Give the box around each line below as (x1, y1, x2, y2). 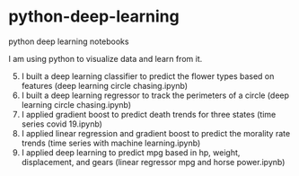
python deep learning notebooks (8, 36, 129, 47)
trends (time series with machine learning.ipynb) (21, 137, 201, 148)
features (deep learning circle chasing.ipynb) (21, 80, 189, 91)
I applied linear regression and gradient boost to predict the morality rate (21, 128, 291, 138)
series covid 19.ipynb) (21, 119, 102, 129)
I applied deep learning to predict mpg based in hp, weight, (21, 146, 241, 158)
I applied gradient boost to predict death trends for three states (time (21, 109, 277, 119)
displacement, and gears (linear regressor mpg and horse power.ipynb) (21, 156, 286, 167)
